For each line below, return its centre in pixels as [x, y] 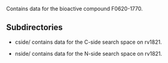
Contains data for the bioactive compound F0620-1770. [74, 9]
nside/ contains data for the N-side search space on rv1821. [88, 53]
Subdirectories [34, 27]
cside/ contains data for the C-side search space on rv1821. [88, 42]
